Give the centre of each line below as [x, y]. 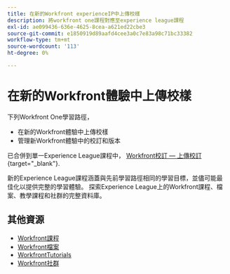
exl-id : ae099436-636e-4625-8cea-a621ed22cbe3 [76, 27]
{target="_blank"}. [34, 163]
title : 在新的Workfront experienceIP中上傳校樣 [74, 14]
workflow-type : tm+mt [39, 40]
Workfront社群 [38, 263]
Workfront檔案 [38, 247]
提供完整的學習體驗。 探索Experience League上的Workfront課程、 [121, 186]
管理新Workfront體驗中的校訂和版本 [69, 141]
